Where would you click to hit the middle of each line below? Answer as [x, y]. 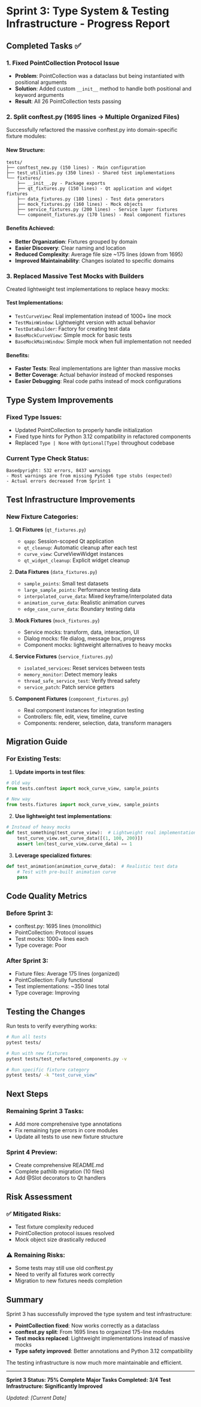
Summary [25, 1300]
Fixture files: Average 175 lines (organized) [67, 974]
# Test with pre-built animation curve [67, 872]
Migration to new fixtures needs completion [68, 1281]
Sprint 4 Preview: [32, 1152]
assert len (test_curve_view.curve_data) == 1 [75, 844]
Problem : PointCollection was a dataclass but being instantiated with [100, 75]
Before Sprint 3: [30, 913]
